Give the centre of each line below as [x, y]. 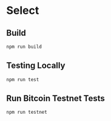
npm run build [24, 47]
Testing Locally [36, 66]
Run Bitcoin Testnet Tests [55, 98]
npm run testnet [27, 113]
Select [23, 11]
